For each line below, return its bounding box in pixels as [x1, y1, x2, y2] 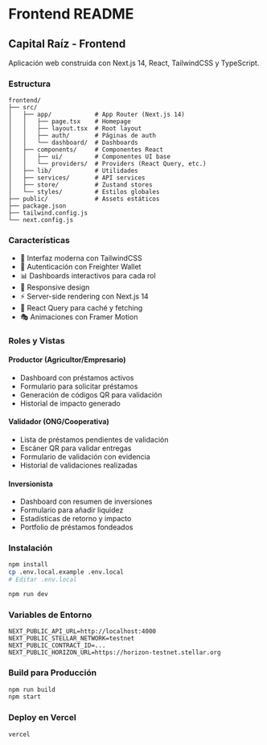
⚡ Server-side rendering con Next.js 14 [19, 291, 149, 301]
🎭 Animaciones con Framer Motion [19, 311, 138, 322]
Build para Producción [8, 667, 97, 678]
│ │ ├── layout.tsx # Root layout [8, 125, 142, 133]
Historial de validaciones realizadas [19, 460, 138, 470]
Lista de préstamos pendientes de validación [19, 434, 169, 444]
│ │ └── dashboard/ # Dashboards [8, 138, 138, 147]
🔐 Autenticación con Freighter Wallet [19, 261, 142, 271]
